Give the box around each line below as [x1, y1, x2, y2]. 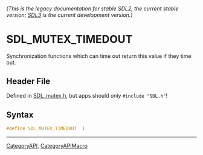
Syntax [6, 109, 34, 120]
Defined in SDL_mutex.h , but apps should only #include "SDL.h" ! [6, 92, 168, 100]
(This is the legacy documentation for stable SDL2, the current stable [6, 5, 179, 12]
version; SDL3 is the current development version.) [6, 11, 133, 18]
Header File [6, 76, 51, 86]
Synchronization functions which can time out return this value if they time [6, 52, 192, 60]
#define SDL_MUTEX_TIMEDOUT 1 [6, 125, 85, 132]
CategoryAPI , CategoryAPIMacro [6, 142, 88, 150]
